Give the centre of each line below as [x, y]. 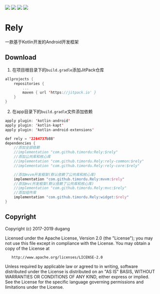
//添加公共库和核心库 [32, 157]
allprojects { [19, 79]
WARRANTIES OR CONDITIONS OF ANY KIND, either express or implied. [77, 276]
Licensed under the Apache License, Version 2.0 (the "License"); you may [79, 238]
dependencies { [20, 143]
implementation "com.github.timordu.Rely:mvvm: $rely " [69, 179]
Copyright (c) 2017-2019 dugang [38, 228]
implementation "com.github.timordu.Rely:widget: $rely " [72, 197]
